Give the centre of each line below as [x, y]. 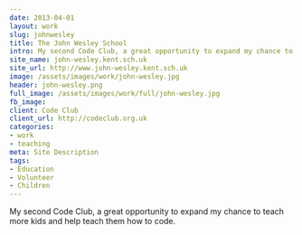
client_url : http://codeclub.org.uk [78, 118]
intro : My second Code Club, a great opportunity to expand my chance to [151, 52]
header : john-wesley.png [56, 85]
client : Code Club [44, 110]
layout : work [34, 26]
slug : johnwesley [42, 34]
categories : [32, 127]
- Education [32, 169]
